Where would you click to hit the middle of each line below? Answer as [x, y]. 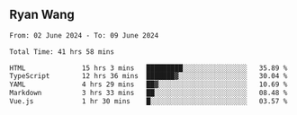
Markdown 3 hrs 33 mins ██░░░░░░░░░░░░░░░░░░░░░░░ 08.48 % [148, 93]
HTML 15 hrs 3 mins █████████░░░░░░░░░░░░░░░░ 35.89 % [148, 68]
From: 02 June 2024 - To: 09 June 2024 [84, 35]
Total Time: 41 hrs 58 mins [62, 52]
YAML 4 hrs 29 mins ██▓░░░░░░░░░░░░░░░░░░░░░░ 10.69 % [148, 84]
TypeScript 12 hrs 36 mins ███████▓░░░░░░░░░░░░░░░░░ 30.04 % [148, 76]
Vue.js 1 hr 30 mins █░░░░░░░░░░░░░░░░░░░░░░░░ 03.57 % [148, 102]
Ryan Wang [42, 15]
